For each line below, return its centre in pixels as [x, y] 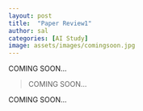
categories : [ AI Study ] [48, 38]
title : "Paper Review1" [50, 23]
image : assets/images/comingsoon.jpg [72, 46]
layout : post [30, 16]
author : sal [28, 31]
